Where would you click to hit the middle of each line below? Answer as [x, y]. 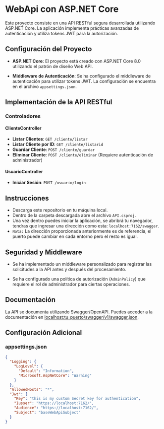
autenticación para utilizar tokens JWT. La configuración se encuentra [84, 81]
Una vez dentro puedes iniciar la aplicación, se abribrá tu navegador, [82, 221]
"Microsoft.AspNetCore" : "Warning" [55, 376]
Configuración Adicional [44, 333]
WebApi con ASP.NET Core [62, 9]
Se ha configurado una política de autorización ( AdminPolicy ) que [79, 279]
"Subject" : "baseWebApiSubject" [47, 413]
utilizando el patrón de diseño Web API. [53, 66]
